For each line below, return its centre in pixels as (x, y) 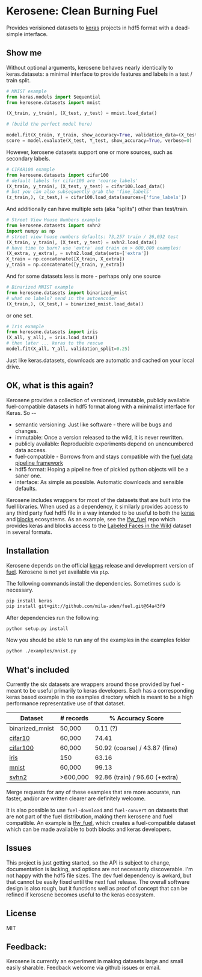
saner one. (28, 476)
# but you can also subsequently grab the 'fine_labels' (79, 192)
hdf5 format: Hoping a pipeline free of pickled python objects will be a (102, 469)
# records (74, 718)
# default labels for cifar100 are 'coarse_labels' (72, 181)
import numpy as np (31, 231)
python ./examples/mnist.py (41, 651)
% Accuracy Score (136, 718)
